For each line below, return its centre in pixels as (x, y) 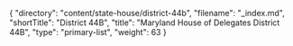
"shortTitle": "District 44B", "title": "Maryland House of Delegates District (145, 23)
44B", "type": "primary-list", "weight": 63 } (88, 32)
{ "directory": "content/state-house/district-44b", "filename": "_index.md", (147, 13)
